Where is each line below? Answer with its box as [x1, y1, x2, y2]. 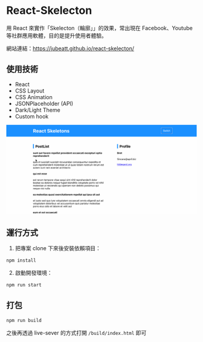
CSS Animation [14, 93, 53, 100]
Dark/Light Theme [14, 106, 60, 114]
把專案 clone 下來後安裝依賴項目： [14, 245, 101, 252]
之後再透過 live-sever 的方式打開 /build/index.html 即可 [6, 329, 147, 336]
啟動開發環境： [14, 269, 53, 277]
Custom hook [14, 112, 49, 120]
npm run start [6, 282, 42, 288]
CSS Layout [14, 87, 45, 94]
